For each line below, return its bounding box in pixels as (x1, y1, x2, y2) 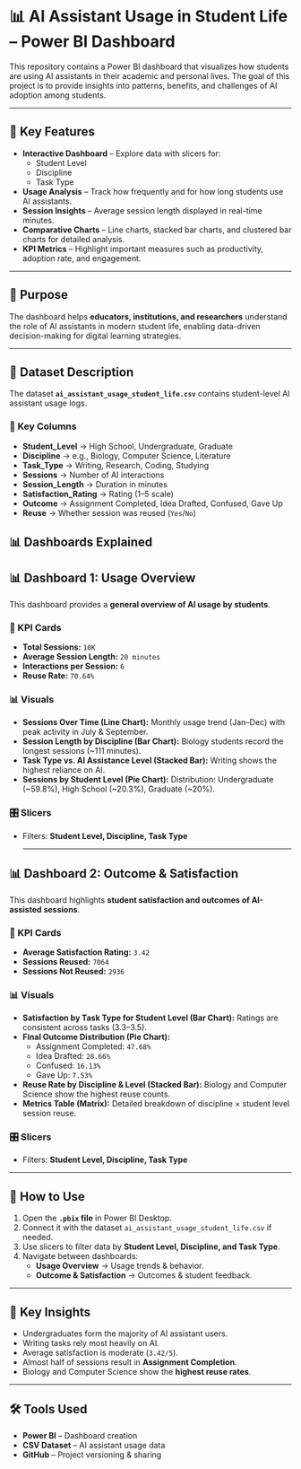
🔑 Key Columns (9, 420, 77, 433)
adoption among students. (9, 90, 107, 101)
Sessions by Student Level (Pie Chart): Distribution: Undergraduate (21, 774, 274, 785)
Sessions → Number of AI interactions (21, 469, 165, 480)
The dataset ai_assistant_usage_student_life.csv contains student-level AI (9, 389, 290, 399)
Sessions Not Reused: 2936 (21, 966, 125, 976)
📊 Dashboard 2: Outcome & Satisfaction (9, 866, 239, 881)
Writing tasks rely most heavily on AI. (21, 1338, 159, 1349)
